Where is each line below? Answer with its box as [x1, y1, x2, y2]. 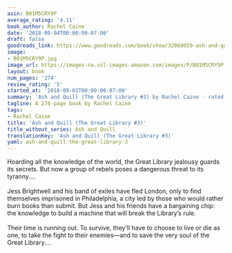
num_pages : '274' [7, 74, 57, 82]
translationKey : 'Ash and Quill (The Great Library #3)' [7, 132, 175, 139]
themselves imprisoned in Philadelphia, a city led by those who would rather [7, 194, 224, 203]
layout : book [7, 68, 45, 75]
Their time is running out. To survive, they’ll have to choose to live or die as [7, 224, 221, 232]
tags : [7, 106, 23, 113]
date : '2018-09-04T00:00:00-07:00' [7, 29, 110, 37]
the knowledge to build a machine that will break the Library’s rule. [7, 209, 196, 218]
